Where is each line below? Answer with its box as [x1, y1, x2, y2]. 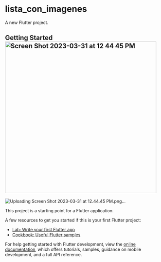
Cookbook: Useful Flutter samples [12, 232, 81, 238]
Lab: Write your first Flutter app [12, 226, 75, 232]
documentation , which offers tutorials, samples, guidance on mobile [5, 246, 141, 252]
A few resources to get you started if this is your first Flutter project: [5, 217, 141, 223]
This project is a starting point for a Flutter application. [5, 207, 114, 213]
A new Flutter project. [5, 20, 49, 25]
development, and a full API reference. [5, 251, 82, 257]
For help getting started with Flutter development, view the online [5, 241, 136, 247]
